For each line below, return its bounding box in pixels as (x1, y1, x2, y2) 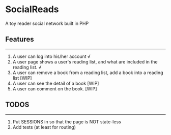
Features (5, 35, 34, 44)
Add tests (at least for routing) (12, 124, 76, 130)
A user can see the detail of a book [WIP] (12, 80, 99, 86)
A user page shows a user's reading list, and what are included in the (12, 58, 158, 64)
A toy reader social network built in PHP (5, 20, 89, 26)
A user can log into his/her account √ (12, 53, 91, 59)
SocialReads (5, 4, 59, 15)
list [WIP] (12, 75, 32, 81)
